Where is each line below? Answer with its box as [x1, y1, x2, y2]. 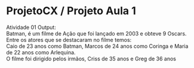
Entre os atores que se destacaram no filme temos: [6, 36, 132, 43]
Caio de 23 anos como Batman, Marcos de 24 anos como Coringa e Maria [6, 43, 189, 50]
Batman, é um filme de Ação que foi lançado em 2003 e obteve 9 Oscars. [6, 30, 187, 37]
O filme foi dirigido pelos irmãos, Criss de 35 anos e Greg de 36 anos [6, 55, 176, 62]
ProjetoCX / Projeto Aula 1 [6, 4, 136, 18]
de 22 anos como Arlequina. [6, 48, 76, 56]
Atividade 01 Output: [6, 24, 57, 31]
